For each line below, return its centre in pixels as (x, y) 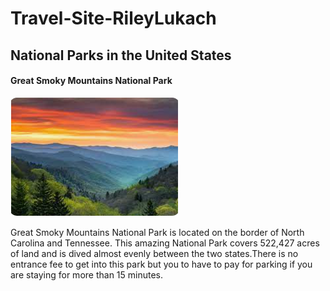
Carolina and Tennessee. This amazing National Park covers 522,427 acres (165, 243)
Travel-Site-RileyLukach (113, 18)
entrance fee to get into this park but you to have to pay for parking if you (161, 264)
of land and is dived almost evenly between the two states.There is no (154, 253)
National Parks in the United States (121, 55)
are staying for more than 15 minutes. (87, 274)
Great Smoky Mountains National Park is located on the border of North (157, 232)
